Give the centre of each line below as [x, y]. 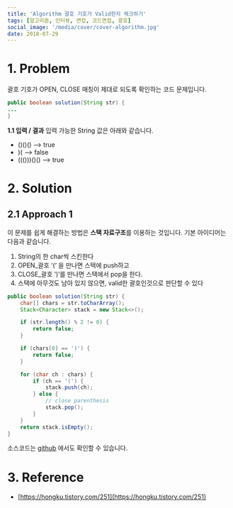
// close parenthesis [77, 401]
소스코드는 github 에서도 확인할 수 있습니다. [68, 448]
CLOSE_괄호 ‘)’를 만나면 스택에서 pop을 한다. [80, 274]
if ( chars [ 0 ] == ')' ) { [55, 348]
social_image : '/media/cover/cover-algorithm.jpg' [84, 27]
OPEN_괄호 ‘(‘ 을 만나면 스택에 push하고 [73, 265]
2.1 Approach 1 [40, 215]
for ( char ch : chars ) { [57, 374]
